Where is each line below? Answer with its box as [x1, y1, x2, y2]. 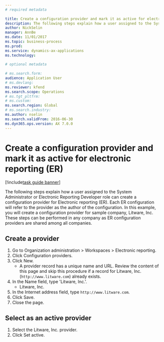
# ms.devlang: [5, 80, 34, 85]
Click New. [12, 258, 34, 264]
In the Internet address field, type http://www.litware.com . [12, 289, 130, 295]
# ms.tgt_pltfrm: [5, 94, 41, 99]
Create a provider [5, 234, 60, 243]
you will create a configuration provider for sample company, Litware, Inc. [5, 210, 154, 216]
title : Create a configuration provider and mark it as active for [5, 16, 145, 21]
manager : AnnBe [5, 30, 36, 35]
